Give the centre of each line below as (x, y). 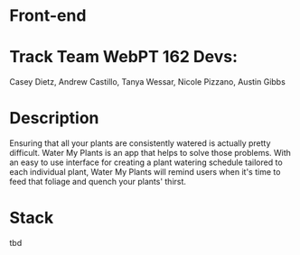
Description (54, 118)
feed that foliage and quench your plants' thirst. (98, 182)
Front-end (48, 16)
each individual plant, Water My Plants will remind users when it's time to (145, 172)
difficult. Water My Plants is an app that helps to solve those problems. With (150, 153)
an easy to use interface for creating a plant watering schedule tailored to (146, 162)
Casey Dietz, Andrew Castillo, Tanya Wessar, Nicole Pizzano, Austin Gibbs (148, 82)
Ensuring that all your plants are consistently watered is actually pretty (140, 143)
